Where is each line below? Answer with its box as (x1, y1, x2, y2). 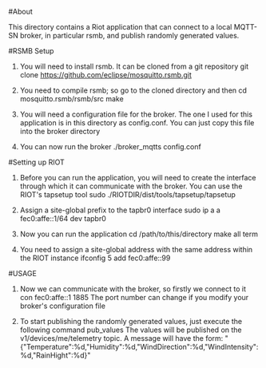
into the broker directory (19, 127, 101, 136)
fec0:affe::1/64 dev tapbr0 (19, 214, 106, 223)
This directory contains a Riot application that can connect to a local (8, 22, 232, 31)
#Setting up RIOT (8, 157, 66, 167)
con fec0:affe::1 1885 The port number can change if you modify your (19, 293, 249, 302)
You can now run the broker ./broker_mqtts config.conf (19, 142, 201, 151)
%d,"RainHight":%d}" (19, 350, 91, 360)
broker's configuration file (19, 301, 106, 311)
